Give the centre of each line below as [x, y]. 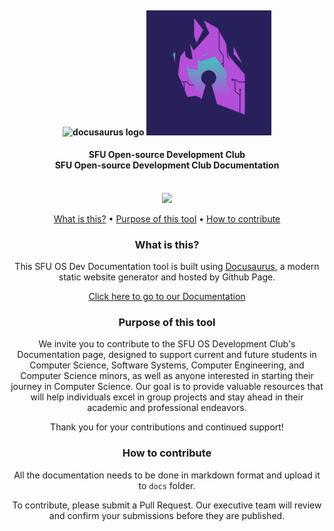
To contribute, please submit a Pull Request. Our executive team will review [167, 505]
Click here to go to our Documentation [167, 297]
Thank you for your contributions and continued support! [167, 427]
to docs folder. [167, 485]
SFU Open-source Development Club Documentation [167, 165]
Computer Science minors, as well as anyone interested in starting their [167, 376]
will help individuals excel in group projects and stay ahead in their [167, 397]
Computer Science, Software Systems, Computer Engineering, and [167, 365]
